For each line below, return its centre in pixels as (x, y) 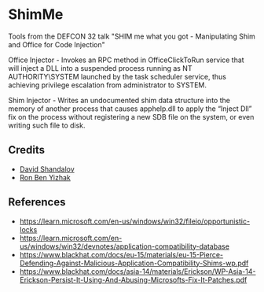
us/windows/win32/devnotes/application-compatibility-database (125, 246)
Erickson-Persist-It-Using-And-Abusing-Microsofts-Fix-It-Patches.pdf (133, 279)
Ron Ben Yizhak (45, 177)
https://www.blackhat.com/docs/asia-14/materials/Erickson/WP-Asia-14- (137, 271)
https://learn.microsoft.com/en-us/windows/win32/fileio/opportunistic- (134, 221)
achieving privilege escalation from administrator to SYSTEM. (107, 85)
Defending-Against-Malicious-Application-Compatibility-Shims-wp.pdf (134, 263)
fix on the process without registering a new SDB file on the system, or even (131, 116)
